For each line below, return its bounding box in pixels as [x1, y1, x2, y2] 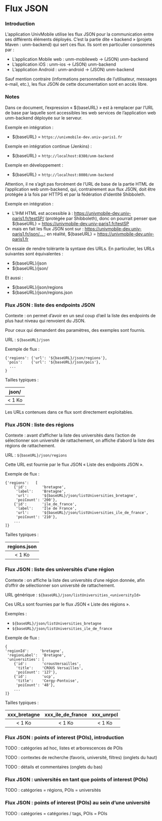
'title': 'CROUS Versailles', [16, 666, 83, 670]
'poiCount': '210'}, [16, 515, 57, 519]
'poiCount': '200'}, [16, 497, 57, 502]
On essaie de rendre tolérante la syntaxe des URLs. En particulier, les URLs [5, 246, 155, 251]
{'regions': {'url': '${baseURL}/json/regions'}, [5, 356, 108, 361]
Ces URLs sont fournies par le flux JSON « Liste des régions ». [5, 601, 130, 607]
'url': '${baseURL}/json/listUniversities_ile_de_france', [16, 510, 149, 516]
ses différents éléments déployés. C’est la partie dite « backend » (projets [5, 37, 152, 42]
